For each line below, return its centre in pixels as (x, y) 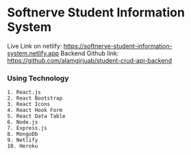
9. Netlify (23, 140)
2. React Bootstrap (35, 98)
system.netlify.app (33, 53)
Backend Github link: (90, 53)
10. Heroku (23, 146)
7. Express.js (27, 128)
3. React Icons (29, 104)
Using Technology (38, 78)
